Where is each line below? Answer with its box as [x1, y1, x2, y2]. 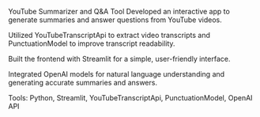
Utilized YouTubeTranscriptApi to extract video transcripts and [8, 31, 211, 40]
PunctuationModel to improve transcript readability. [8, 39, 175, 48]
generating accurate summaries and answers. [8, 78, 158, 87]
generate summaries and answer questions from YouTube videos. [8, 15, 223, 25]
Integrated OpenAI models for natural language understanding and [8, 70, 225, 78]
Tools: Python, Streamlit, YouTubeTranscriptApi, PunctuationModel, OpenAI [8, 93, 253, 102]
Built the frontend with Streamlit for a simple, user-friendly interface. [8, 55, 231, 63]
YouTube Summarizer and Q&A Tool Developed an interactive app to [8, 7, 231, 16]
